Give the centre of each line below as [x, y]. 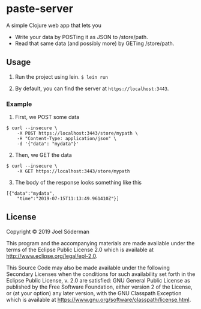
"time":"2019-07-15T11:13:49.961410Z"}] [68, 199]
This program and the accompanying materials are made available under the [100, 243]
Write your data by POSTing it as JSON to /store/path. [81, 37]
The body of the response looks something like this [78, 183]
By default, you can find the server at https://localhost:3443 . [92, 88]
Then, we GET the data [43, 155]
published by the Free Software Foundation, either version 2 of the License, [100, 287]
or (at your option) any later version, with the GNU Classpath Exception [94, 293]
